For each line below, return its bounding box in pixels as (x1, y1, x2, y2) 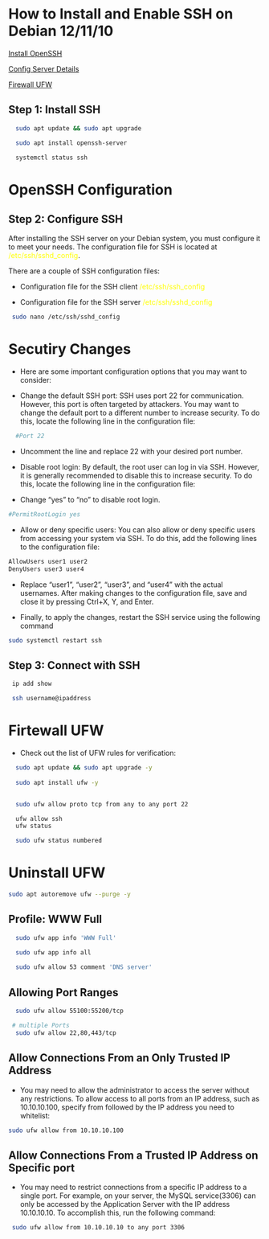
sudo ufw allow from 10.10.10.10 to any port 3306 (11, 1224, 185, 1232)
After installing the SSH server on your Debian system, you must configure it (8, 234, 261, 244)
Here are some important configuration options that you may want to (19, 367, 247, 376)
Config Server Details (8, 64, 79, 73)
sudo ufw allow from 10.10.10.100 (8, 1126, 124, 1134)
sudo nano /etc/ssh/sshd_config (11, 313, 120, 322)
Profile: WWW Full (8, 913, 103, 926)
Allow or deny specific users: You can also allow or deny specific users (19, 524, 255, 535)
